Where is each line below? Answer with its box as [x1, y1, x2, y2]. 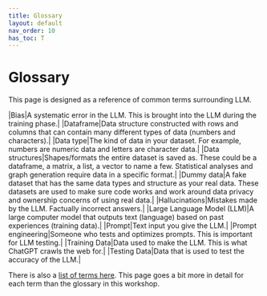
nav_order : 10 [8, 26, 56, 34]
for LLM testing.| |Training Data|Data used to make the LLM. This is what [8, 238, 248, 248]
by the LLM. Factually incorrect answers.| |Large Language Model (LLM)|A [8, 204, 254, 214]
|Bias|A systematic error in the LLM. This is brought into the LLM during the [8, 110, 257, 120]
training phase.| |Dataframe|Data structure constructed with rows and [8, 119, 239, 129]
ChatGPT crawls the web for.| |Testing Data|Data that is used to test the [8, 246, 245, 256]
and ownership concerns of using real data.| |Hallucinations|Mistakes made [8, 195, 258, 205]
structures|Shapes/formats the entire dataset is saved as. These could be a [8, 153, 257, 162]
